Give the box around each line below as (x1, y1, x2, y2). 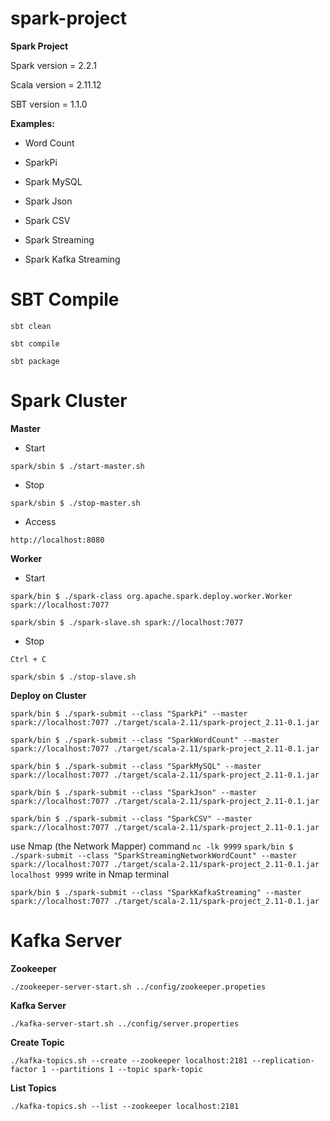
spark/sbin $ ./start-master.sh (10, 461, 145, 471)
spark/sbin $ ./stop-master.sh (10, 498, 141, 508)
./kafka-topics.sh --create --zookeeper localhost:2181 (10, 1055, 248, 1066)
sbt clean (10, 321, 52, 331)
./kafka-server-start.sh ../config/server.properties (10, 1018, 240, 1029)
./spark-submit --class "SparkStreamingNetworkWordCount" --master (10, 850, 298, 861)
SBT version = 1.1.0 (10, 98, 88, 110)
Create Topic (10, 1036, 65, 1048)
